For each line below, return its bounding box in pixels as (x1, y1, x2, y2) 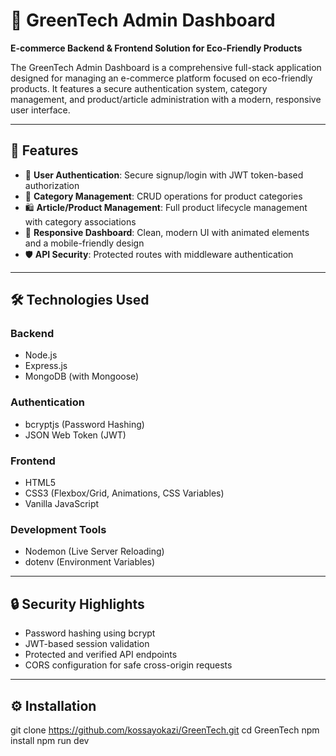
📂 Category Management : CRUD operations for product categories (24, 190, 303, 202)
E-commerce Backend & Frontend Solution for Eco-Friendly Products (10, 42, 303, 54)
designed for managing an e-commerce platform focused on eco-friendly (10, 72, 313, 84)
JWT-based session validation (24, 638, 150, 650)
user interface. (10, 104, 71, 116)
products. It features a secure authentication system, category (10, 82, 268, 94)
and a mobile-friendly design (24, 237, 145, 249)
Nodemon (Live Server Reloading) (24, 545, 165, 558)
